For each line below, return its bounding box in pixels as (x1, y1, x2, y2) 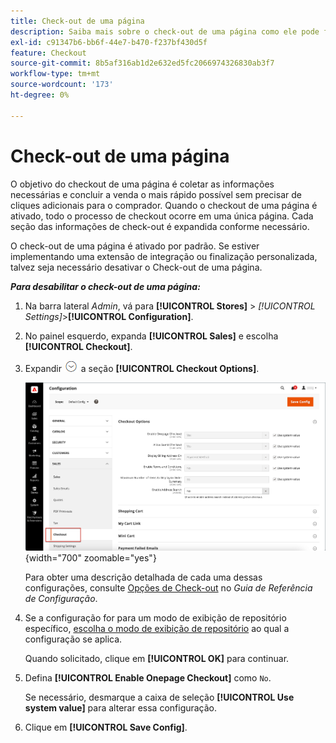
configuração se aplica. (24, 633, 123, 645)
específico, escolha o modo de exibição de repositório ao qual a (24, 622, 290, 634)
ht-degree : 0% (10, 90, 70, 100)
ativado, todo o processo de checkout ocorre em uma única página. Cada (10, 210, 314, 222)
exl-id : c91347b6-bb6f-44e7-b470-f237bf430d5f (10, 37, 208, 47)
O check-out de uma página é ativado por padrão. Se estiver (10, 240, 260, 252)
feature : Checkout (10, 48, 87, 58)
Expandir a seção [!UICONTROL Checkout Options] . (24, 362, 260, 374)
